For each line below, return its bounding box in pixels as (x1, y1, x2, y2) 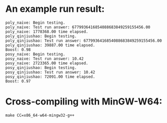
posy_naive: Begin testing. (5, 51, 66, 57)
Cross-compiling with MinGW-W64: (5, 96, 163, 108)
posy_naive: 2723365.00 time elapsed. (5, 60, 88, 66)
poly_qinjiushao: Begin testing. (5, 33, 77, 39)
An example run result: (5, 3, 105, 15)
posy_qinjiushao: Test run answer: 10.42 (5, 69, 96, 75)
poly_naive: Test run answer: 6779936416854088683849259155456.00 (5, 24, 151, 30)
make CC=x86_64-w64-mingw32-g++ (5, 113, 75, 118)
